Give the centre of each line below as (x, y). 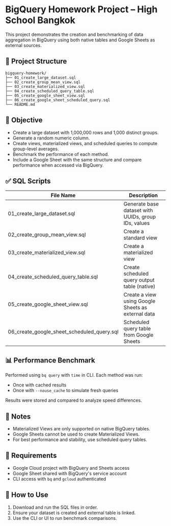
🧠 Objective (24, 120)
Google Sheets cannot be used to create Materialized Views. (76, 434)
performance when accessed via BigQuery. (58, 165)
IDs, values (137, 223)
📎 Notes (18, 416)
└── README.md (20, 104)
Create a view (140, 295)
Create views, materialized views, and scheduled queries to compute (85, 143)
